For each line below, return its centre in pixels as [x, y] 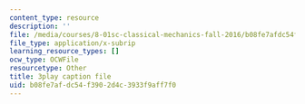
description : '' [40, 26]
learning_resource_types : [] [64, 52]
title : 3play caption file [60, 77]
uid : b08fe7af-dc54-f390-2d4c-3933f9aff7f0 [93, 85]
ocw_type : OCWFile [44, 60]
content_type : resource [54, 18]
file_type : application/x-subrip [73, 43]
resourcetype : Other [49, 69]
